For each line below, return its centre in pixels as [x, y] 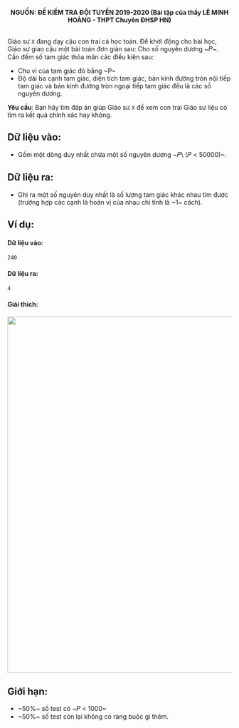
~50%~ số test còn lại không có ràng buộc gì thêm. [93, 717]
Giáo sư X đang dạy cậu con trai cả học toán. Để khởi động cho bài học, [112, 41]
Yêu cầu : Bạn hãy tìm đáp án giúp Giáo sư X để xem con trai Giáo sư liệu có [117, 107]
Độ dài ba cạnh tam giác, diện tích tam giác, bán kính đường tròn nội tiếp [124, 78]
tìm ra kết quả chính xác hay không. [60, 115]
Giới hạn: [28, 692]
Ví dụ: [21, 225]
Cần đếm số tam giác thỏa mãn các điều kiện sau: [81, 57]
